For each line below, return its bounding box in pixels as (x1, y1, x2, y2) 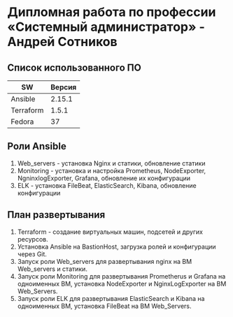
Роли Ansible (7, 140, 66, 152)
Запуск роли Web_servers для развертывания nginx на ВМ (17, 257, 192, 265)
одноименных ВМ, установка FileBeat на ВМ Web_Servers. (17, 302, 192, 310)
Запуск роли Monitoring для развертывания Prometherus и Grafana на (17, 272, 226, 280)
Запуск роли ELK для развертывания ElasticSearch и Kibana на (17, 294, 205, 302)
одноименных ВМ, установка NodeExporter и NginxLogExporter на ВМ (17, 279, 227, 288)
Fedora (10, 117, 34, 126)
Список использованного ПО (7, 61, 141, 73)
